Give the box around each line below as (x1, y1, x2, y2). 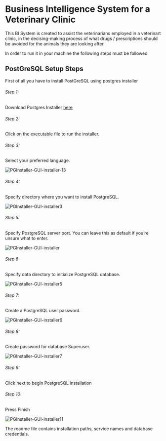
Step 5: (5, 215, 20, 221)
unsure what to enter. (5, 235, 48, 241)
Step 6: (5, 256, 20, 262)
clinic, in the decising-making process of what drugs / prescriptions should (5, 36, 158, 41)
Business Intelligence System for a (5, 3, 151, 15)
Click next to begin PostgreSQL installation (5, 380, 92, 386)
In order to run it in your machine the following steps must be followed (5, 50, 148, 56)
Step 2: (5, 116, 20, 121)
